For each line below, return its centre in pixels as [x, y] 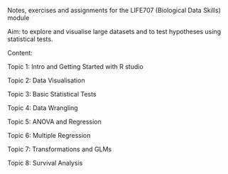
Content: [20, 53]
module [18, 18]
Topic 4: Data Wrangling [43, 108]
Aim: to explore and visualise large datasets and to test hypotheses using [114, 32]
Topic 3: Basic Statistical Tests [52, 94]
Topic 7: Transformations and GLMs [60, 149]
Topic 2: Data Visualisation [46, 80]
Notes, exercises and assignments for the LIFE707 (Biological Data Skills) [114, 10]
